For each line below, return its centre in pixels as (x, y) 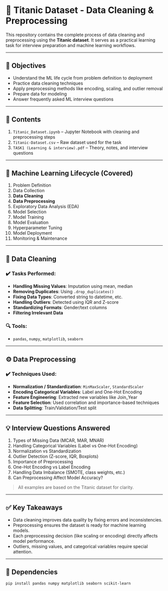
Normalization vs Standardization (47, 451)
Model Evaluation (31, 223)
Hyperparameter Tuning (38, 228)
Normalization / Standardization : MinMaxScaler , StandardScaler (78, 387)
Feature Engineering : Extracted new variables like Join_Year (75, 397)
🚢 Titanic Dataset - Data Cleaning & (80, 10)
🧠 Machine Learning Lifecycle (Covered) (70, 173)
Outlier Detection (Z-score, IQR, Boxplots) (56, 456)
